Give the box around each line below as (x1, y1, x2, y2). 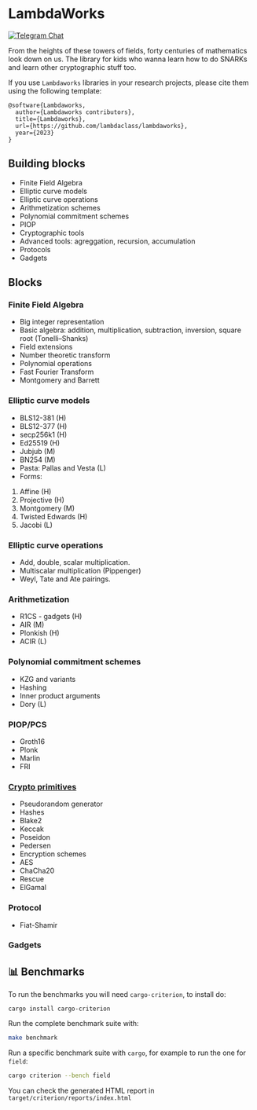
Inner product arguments (19, 691, 101, 700)
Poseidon (19, 833, 51, 842)
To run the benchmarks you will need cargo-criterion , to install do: (8, 990, 226, 999)
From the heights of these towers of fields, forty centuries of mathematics (8, 46, 248, 55)
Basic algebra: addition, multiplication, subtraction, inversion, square (19, 325, 242, 335)
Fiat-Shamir (19, 920, 58, 929)
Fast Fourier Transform (19, 367, 94, 377)
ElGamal (19, 883, 47, 892)
